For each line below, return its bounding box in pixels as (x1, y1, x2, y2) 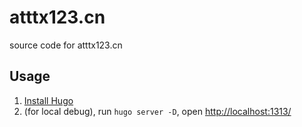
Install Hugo (23, 94, 74, 106)
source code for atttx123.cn (9, 39, 123, 51)
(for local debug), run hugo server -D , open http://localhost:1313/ (23, 105, 292, 117)
